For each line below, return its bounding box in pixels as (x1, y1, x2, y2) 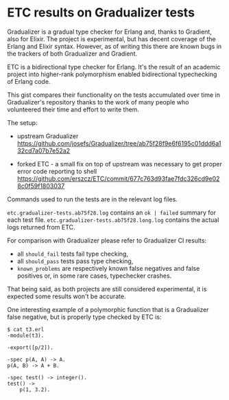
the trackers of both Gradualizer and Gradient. (7, 49, 138, 58)
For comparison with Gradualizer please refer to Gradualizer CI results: (7, 236, 207, 245)
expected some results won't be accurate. (7, 292, 126, 300)
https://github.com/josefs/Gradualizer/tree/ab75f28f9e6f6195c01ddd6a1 (16, 139, 221, 147)
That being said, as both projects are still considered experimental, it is (7, 285, 207, 293)
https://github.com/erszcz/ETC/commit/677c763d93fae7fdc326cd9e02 (16, 174, 220, 183)
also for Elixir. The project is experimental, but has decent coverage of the (7, 34, 216, 43)
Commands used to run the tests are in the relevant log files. (7, 195, 178, 203)
